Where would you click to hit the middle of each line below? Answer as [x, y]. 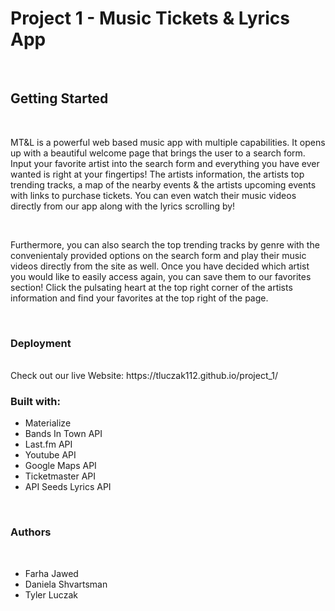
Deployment [41, 343]
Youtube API [50, 455]
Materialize [48, 423]
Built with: [35, 401]
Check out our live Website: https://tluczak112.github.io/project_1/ [144, 376]
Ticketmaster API [60, 476]
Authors [31, 532]
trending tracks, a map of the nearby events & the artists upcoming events [163, 184]
